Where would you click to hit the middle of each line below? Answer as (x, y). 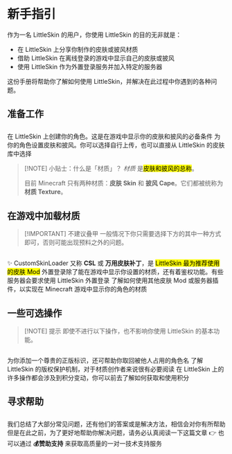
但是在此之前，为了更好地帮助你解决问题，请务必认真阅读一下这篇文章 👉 (112, 433)
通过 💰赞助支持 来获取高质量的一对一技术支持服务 (91, 444)
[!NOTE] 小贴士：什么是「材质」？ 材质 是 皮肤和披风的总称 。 (111, 169)
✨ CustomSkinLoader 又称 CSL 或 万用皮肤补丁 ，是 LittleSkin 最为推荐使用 (114, 263)
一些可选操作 (35, 313)
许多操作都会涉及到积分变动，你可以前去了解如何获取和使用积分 (98, 377)
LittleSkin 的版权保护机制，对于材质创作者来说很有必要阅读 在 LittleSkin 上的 (116, 369)
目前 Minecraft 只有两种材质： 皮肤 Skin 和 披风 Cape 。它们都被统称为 (124, 183)
